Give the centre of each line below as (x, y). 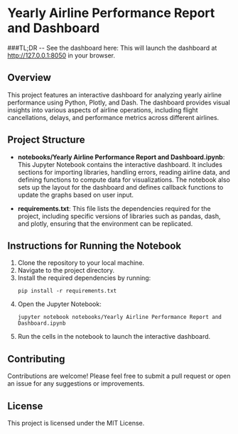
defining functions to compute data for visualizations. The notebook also (124, 180)
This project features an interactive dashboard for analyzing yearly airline (115, 94)
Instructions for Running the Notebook (94, 245)
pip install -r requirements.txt (67, 291)
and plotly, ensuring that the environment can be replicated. (105, 223)
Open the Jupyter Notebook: (59, 304)
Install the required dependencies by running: (84, 278)
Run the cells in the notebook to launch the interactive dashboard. (114, 337)
